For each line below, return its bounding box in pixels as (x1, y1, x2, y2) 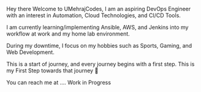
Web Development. (6, 48, 55, 56)
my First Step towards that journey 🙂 (6, 67, 99, 74)
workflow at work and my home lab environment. (6, 30, 130, 37)
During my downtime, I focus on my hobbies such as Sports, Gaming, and (6, 42, 192, 49)
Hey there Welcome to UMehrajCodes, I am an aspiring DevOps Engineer (6, 6, 191, 12)
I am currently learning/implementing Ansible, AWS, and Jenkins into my (6, 24, 189, 31)
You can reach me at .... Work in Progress (6, 79, 112, 86)
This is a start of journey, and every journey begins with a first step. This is (6, 61, 195, 67)
